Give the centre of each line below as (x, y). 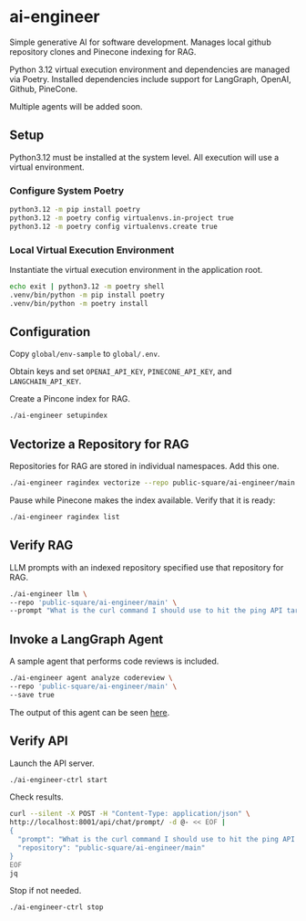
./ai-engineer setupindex (58, 416)
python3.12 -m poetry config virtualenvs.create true (114, 226)
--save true (32, 695)
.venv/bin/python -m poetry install (79, 303)
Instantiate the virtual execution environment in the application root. (136, 269)
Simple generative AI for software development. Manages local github (140, 42)
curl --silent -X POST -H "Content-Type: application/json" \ (130, 814)
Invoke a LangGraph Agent (87, 639)
